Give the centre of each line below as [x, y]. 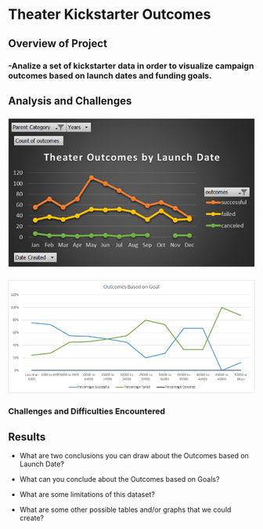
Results [27, 437]
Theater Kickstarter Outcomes [110, 15]
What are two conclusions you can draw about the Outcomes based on [134, 456]
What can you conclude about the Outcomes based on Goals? [119, 479]
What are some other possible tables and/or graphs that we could [125, 509]
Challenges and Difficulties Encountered [87, 411]
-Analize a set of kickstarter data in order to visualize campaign [131, 66]
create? [32, 518]
